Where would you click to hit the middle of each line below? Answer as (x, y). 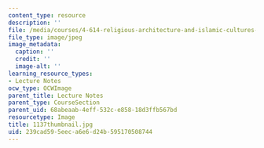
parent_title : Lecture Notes (56, 96)
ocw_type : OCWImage (40, 88)
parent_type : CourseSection (54, 103)
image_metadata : (35, 45)
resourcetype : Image (42, 117)
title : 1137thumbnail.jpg (50, 125)
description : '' (35, 23)
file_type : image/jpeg (45, 37)
